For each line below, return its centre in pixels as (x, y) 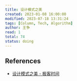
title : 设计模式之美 (24, 10)
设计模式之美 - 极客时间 (36, 73)
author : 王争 (18, 28)
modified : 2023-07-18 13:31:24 (37, 19)
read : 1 (13, 32)
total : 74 (15, 37)
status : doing (19, 41)
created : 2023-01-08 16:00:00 (36, 14)
